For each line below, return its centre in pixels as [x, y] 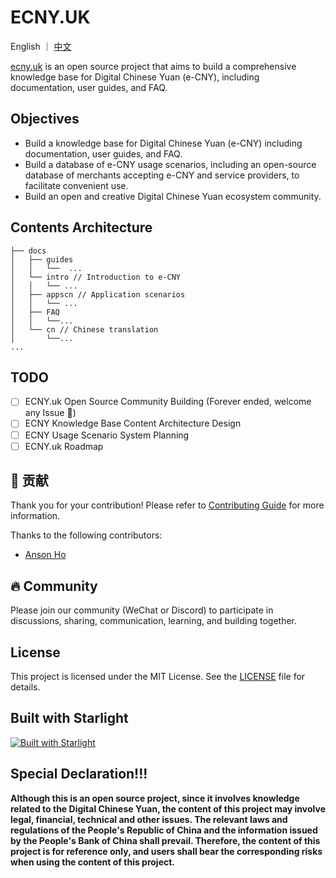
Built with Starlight [69, 718]
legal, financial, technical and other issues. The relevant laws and [149, 819]
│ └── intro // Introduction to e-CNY [96, 277]
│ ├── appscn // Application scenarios [98, 294]
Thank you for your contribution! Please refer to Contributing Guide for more [167, 505]
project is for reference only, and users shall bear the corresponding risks [166, 851]
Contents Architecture [81, 227]
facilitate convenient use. [76, 185]
